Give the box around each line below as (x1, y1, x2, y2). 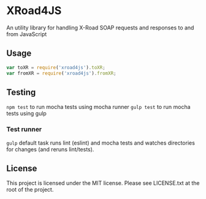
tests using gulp (6, 110, 47, 117)
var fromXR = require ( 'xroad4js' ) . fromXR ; (6, 70, 116, 77)
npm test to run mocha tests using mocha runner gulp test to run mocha (6, 103, 191, 111)
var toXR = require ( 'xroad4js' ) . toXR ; (6, 64, 105, 70)
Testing (6, 87, 36, 97)
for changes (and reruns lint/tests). (6, 145, 94, 153)
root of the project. (6, 186, 54, 193)
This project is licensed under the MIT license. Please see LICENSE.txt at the (6, 179, 200, 187)
